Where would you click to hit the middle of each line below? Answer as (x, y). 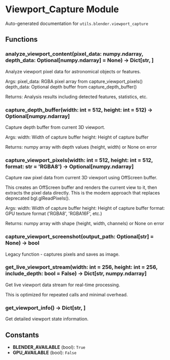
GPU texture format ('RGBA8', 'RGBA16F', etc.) (54, 214)
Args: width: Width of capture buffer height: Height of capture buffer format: (85, 208)
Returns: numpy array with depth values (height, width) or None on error (81, 147)
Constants (22, 335)
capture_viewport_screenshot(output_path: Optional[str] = (80, 237)
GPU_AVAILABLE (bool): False (45, 352)
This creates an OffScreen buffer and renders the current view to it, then (81, 187)
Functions (22, 39)
